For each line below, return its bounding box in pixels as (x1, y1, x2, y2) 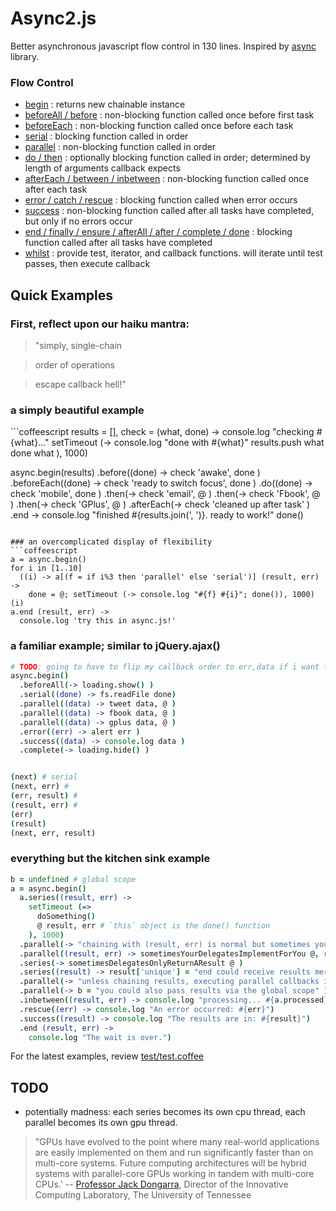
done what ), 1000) (10, 447, 88, 459)
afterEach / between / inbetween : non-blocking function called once (24, 173, 310, 185)
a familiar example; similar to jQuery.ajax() (10, 639, 221, 653)
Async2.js (10, 7, 97, 30)
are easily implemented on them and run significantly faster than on (34, 1147, 314, 1159)
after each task (24, 183, 88, 196)
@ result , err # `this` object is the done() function (36, 921, 271, 931)
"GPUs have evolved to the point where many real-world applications (34, 1136, 320, 1148)
